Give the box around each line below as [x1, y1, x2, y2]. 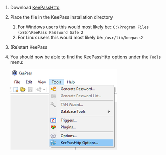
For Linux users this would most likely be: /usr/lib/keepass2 [17, 35, 143, 40]
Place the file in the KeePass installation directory [10, 14, 113, 20]
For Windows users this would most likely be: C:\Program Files [17, 24, 149, 30]
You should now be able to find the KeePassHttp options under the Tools [10, 54, 161, 60]
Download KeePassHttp [10, 5, 60, 10]
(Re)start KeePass [10, 44, 48, 50]
